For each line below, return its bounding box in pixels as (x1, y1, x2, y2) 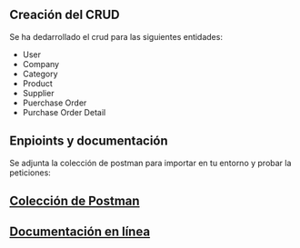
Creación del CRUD (9, 7, 120, 23)
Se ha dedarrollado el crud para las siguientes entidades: (9, 31, 223, 42)
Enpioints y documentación (9, 134, 168, 149)
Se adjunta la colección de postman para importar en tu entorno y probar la (9, 157, 292, 168)
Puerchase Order (22, 97, 87, 108)
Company (22, 58, 60, 69)
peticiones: (9, 167, 52, 178)
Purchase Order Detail (22, 106, 106, 117)
